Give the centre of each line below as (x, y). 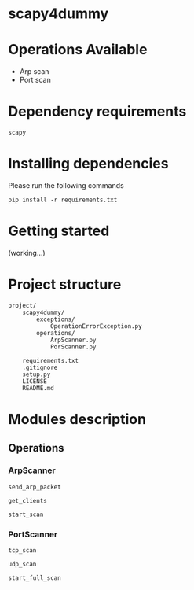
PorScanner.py (73, 347)
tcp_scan (22, 551)
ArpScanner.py (73, 340)
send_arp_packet (35, 487)
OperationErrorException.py (96, 326)
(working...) (27, 253)
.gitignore (40, 367)
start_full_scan (35, 578)
